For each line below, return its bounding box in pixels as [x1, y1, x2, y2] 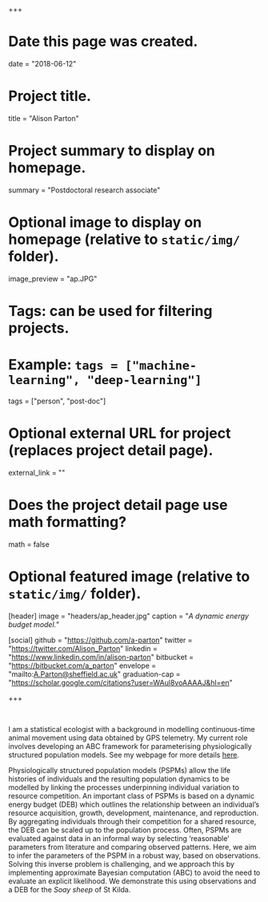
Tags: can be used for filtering [8, 301, 213, 320]
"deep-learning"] [86, 373, 202, 388]
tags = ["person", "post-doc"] [8, 396, 106, 406]
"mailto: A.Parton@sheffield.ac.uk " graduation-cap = [8, 669, 181, 678]
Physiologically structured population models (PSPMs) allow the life [8, 765, 231, 775]
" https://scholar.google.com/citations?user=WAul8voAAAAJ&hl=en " [8, 678, 234, 687]
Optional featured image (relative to [8, 567, 250, 585]
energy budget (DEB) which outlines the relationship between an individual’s [8, 799, 260, 809]
